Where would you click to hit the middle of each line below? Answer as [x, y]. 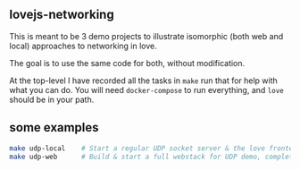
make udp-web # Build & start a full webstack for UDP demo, [135, 157]
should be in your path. [52, 99]
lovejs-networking [62, 15]
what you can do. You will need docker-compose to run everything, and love [146, 89]
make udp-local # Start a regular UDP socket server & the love [137, 148]
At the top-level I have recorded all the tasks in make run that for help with [144, 81]
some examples [54, 127]
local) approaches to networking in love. [83, 46]
